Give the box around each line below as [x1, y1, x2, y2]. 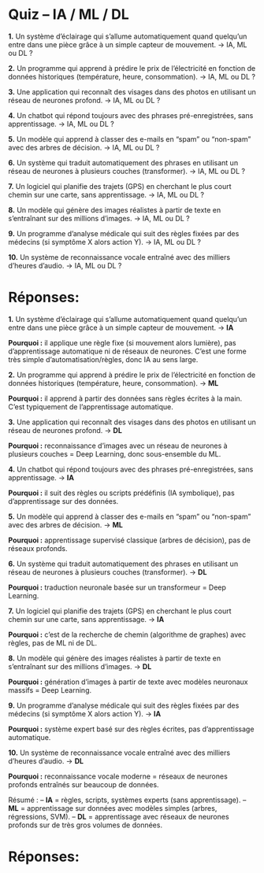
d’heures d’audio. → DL [8, 756, 84, 765]
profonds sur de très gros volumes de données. [8, 820, 163, 830]
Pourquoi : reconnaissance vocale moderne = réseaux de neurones [8, 771, 229, 781]
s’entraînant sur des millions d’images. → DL [8, 661, 152, 671]
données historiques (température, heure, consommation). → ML [8, 378, 219, 387]
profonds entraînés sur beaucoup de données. [8, 779, 159, 789]
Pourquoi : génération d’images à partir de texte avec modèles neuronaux [8, 677, 248, 686]
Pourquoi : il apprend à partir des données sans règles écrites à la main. [8, 394, 243, 403]
